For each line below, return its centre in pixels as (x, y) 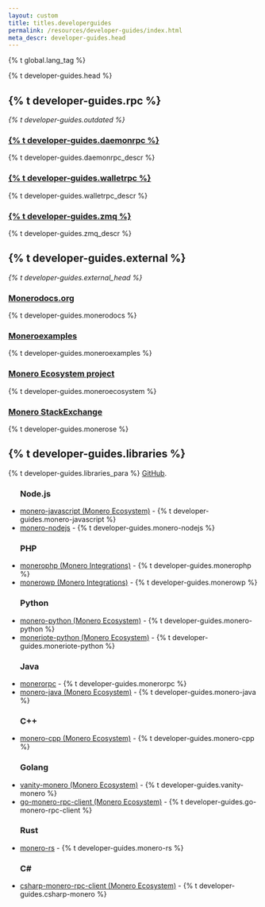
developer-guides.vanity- (203, 785)
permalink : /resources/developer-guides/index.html (95, 30)
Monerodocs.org (41, 298)
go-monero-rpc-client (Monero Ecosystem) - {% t (102, 801)
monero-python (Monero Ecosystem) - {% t (91, 620)
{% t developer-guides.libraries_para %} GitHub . (88, 473)
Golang (34, 767)
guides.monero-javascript (62, 519)
